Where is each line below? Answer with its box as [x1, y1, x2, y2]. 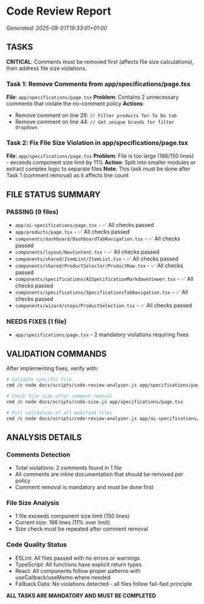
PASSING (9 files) [6, 208, 59, 216]
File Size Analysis [6, 499, 59, 507]
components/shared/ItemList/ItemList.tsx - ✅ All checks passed [15, 255, 179, 262]
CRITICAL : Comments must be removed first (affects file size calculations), [6, 58, 194, 65]
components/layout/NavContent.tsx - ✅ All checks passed [15, 248, 160, 256]
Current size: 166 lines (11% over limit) [15, 519, 110, 526]
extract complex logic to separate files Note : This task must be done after [6, 165, 191, 172]
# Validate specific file [6, 376, 72, 383]
